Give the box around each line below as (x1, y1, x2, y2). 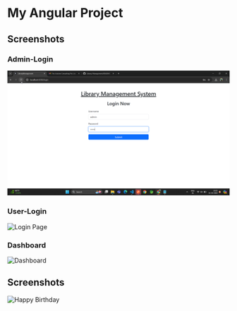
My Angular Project (7, 5, 123, 21)
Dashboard (7, 240, 47, 250)
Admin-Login (7, 54, 54, 64)
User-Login (7, 207, 47, 217)
